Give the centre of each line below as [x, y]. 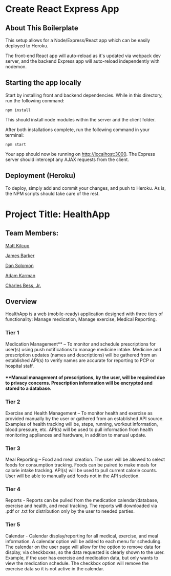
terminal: [15, 135]
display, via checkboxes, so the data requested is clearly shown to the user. [85, 552]
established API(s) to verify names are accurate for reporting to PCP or [80, 360]
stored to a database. [28, 388]
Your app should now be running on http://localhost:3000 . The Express [80, 154]
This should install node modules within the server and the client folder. [81, 119]
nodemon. [16, 67]
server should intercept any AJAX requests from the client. [67, 159]
